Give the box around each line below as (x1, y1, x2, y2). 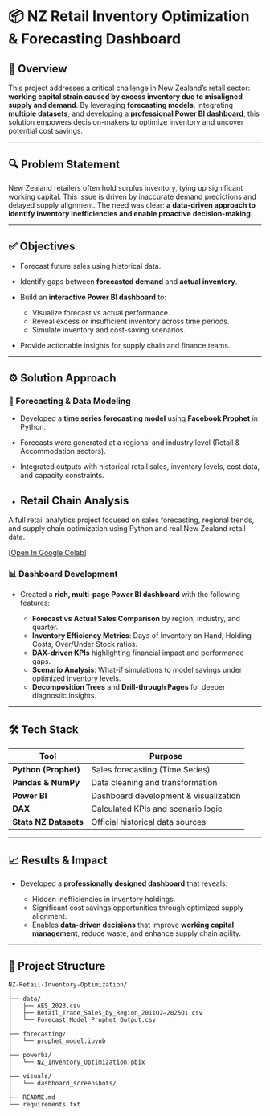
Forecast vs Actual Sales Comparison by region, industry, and (31, 614, 241, 624)
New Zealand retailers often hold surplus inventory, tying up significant (8, 183, 243, 192)
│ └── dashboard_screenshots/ (8, 1079, 117, 1087)
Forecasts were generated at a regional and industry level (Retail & (19, 438, 240, 447)
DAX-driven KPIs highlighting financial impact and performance (31, 648, 244, 657)
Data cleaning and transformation (91, 777, 218, 789)
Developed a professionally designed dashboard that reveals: (19, 879, 228, 888)
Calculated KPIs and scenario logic (91, 803, 223, 814)
